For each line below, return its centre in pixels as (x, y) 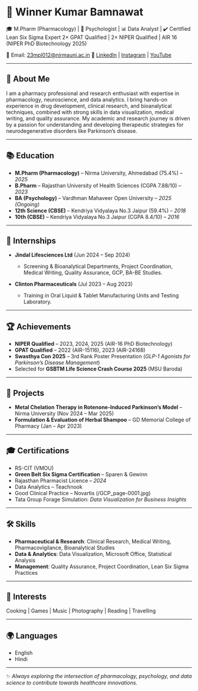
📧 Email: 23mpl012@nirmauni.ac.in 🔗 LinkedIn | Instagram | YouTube (89, 55)
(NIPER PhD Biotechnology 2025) (47, 43)
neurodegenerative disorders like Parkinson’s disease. (72, 131)
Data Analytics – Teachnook (48, 487)
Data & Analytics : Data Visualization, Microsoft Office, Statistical (93, 554)
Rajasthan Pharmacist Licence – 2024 (60, 480)
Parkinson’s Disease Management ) (57, 363)
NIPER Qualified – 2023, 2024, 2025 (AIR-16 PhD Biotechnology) (93, 344)
